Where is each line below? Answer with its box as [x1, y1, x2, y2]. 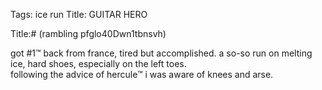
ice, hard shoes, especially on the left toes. [10, 58, 187, 69]
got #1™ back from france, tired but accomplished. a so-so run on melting [10, 47, 313, 59]
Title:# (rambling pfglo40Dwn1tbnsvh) [10, 28, 167, 39]
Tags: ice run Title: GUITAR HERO [10, 9, 148, 20]
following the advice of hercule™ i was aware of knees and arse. [10, 69, 274, 80]
